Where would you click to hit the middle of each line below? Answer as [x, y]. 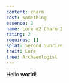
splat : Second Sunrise [34, 46]
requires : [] [22, 40]
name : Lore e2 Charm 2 [34, 29]
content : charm [25, 12]
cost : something [26, 18]
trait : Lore [21, 51]
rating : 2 [19, 35]
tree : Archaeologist [32, 57]
